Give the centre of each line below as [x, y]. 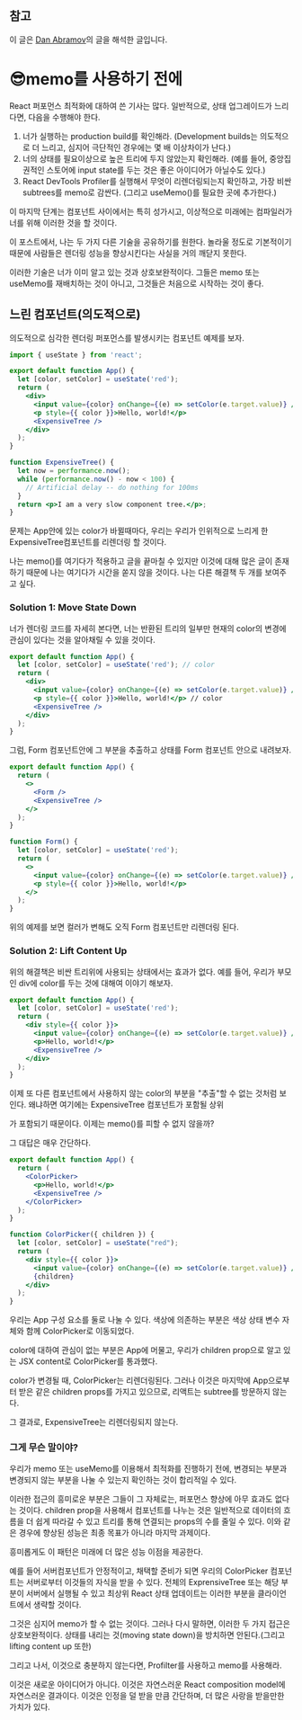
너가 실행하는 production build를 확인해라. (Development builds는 [140, 136]
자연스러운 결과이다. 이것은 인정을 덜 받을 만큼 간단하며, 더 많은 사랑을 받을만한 [147, 1696]
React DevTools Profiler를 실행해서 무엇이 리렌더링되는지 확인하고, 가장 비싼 [157, 181]
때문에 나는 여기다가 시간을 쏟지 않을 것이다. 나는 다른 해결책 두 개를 [144, 573]
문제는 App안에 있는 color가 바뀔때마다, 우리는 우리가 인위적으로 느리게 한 [139, 531]
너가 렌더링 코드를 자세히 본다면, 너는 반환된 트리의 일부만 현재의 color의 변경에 [148, 628]
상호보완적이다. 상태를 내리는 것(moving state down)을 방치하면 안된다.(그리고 [147, 1635]
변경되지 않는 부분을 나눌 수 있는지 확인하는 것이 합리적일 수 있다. [123, 1480]
